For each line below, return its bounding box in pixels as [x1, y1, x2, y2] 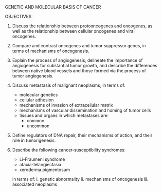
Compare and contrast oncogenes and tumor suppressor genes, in [12, 43, 146, 48]
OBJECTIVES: [5, 14, 33, 19]
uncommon [26, 123, 50, 129]
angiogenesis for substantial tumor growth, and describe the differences [12, 63, 158, 68]
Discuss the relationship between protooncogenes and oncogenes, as [12, 23, 153, 29]
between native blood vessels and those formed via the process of [12, 68, 146, 74]
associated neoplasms [12, 181, 57, 187]
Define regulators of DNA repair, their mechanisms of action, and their [12, 133, 153, 138]
